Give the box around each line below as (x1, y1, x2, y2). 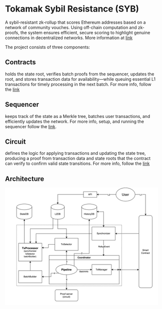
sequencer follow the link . (5, 123, 57, 129)
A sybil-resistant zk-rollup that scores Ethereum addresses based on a (5, 19, 146, 25)
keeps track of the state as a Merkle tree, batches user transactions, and (5, 113, 150, 119)
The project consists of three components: (5, 44, 90, 50)
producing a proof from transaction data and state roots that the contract (5, 156, 151, 162)
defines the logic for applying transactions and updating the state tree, (5, 150, 146, 156)
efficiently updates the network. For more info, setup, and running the (5, 118, 144, 124)
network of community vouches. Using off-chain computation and (5, 24, 137, 30)
